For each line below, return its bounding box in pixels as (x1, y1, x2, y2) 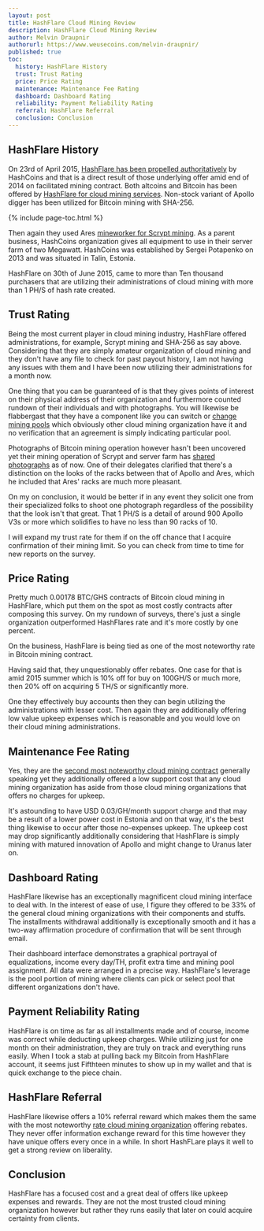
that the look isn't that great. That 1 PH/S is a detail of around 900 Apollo (8, 509, 244, 518)
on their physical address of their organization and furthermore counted (8, 395, 242, 404)
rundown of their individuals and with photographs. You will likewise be (8, 402, 239, 412)
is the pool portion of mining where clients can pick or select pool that (8, 973, 236, 983)
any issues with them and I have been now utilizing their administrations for (8, 362, 253, 372)
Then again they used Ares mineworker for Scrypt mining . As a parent (8, 228, 235, 237)
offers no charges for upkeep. (8, 791, 105, 800)
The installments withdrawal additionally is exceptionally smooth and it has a (8, 917, 256, 926)
